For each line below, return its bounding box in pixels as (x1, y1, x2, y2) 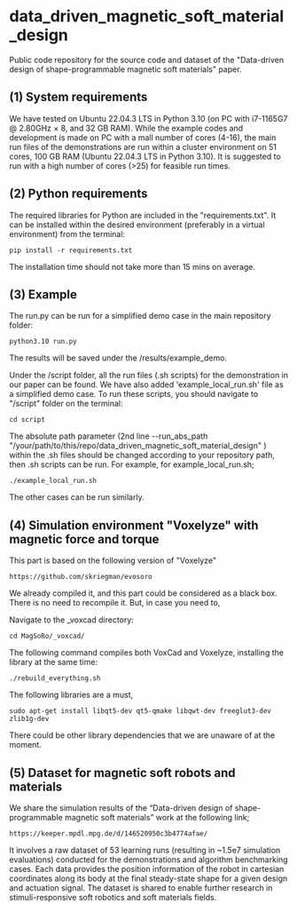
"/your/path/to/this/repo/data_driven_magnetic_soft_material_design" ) (9, 440, 268, 451)
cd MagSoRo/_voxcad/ (9, 632, 86, 641)
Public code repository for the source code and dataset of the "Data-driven (9, 54, 285, 65)
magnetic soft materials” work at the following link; (65, 812, 250, 822)
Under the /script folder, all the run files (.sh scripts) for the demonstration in (9, 370, 289, 381)
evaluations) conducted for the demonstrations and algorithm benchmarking (9, 854, 288, 865)
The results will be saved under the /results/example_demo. (9, 353, 228, 363)
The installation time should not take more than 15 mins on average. (9, 261, 255, 272)
